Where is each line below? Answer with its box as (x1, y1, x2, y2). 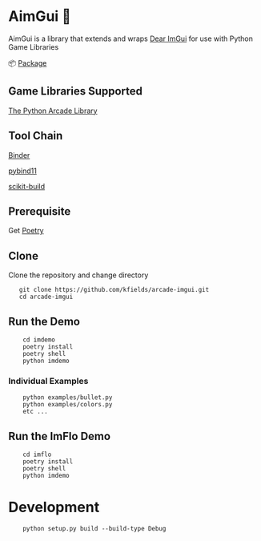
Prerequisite (8, 204, 71, 218)
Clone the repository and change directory (8, 270, 149, 280)
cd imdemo (22, 336, 56, 344)
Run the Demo (8, 314, 80, 328)
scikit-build (8, 181, 46, 191)
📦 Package (8, 58, 47, 67)
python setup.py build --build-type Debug (22, 525, 167, 533)
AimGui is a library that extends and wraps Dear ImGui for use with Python (8, 34, 254, 43)
